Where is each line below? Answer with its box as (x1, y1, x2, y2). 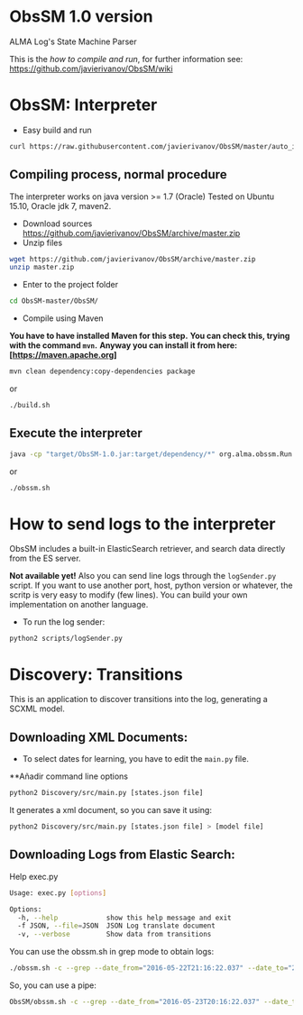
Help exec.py (9, 871, 59, 882)
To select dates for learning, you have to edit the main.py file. (22, 754, 250, 764)
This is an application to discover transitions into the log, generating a (9, 694, 268, 705)
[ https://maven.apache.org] (9, 350, 117, 361)
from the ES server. (9, 553, 81, 564)
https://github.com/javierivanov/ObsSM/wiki (9, 63, 173, 74)
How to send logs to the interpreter (9, 514, 277, 534)
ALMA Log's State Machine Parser (9, 36, 137, 47)
